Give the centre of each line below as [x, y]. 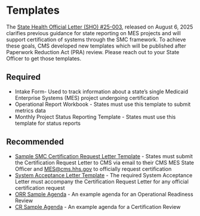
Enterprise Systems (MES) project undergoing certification [87, 98]
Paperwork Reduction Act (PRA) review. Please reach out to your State [93, 52]
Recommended [35, 142]
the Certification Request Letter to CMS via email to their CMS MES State [104, 162]
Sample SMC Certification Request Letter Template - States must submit [104, 156]
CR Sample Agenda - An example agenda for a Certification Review [98, 206]
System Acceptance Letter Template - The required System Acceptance [104, 175]
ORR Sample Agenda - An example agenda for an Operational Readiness [104, 194]
